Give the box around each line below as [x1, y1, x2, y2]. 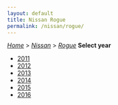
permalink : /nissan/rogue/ [7, 22, 84, 29]
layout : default [7, 10, 54, 17]
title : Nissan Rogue [7, 16, 67, 23]
